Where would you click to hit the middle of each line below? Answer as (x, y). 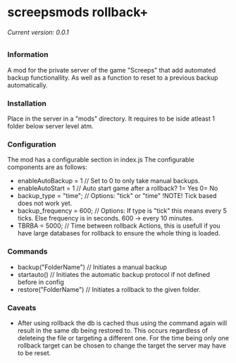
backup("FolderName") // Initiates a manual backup (92, 267)
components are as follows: (48, 167)
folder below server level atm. (50, 126)
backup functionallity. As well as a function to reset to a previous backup (113, 78)
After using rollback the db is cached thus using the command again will (122, 323)
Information (28, 55)
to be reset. (34, 352)
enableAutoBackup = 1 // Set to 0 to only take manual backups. (109, 181)
